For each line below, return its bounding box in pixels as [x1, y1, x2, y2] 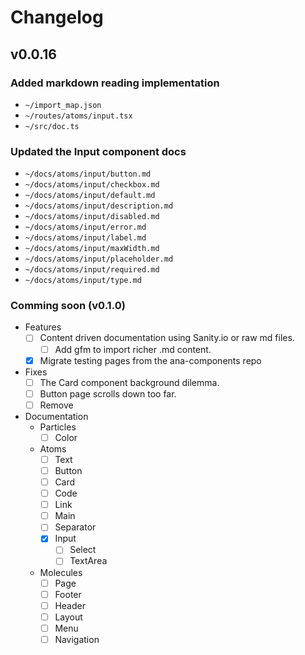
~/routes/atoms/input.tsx [24, 111, 133, 121]
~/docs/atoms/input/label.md [24, 233, 147, 243]
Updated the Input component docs [10, 144, 187, 158]
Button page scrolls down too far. [39, 387, 177, 400]
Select [69, 544, 97, 556]
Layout [54, 611, 83, 623]
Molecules [39, 566, 83, 578]
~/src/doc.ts [24, 121, 80, 131]
